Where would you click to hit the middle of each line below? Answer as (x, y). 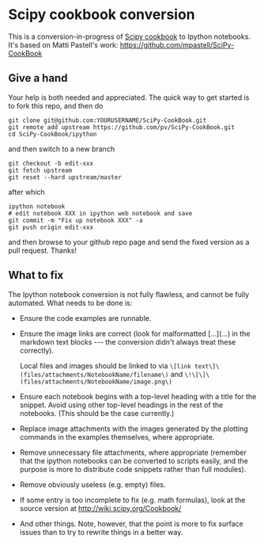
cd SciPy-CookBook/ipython (53, 134)
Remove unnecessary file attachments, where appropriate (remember (133, 452)
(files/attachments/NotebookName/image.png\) (96, 382)
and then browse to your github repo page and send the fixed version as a (129, 242)
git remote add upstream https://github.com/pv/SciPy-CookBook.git (122, 127)
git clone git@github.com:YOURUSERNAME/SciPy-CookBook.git (107, 120)
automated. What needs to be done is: (70, 303)
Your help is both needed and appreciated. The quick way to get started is (129, 97)
